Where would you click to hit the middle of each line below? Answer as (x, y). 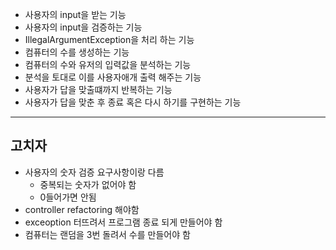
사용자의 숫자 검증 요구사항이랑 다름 (94, 172)
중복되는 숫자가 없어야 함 (88, 184)
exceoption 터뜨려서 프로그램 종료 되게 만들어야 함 (123, 222)
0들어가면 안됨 (68, 197)
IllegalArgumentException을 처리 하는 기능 (109, 39)
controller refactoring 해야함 (82, 209)
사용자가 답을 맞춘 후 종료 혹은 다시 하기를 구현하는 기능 (133, 102)
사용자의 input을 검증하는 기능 (83, 27)
